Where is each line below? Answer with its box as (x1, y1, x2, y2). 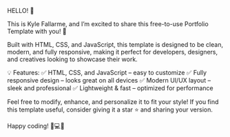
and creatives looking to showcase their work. (7, 55, 138, 63)
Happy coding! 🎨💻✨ (7, 122, 65, 130)
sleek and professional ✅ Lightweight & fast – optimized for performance (7, 84, 213, 92)
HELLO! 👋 (7, 7, 34, 14)
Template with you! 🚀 (7, 28, 67, 35)
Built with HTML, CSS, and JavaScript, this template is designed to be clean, (7, 41, 224, 48)
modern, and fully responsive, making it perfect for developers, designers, (7, 48, 218, 56)
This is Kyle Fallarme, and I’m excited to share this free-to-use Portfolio (7, 20, 209, 28)
